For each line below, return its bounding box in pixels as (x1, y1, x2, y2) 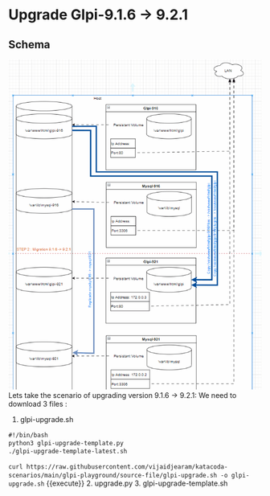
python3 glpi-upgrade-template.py (8, 439, 125, 447)
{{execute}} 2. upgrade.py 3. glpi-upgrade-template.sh (46, 478, 228, 488)
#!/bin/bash (8, 431, 48, 439)
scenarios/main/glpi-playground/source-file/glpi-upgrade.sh (8, 471, 218, 479)
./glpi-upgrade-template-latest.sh (8, 447, 128, 455)
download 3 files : (8, 399, 67, 408)
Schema (8, 38, 51, 51)
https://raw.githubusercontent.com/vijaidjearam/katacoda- (26, 462, 228, 471)
